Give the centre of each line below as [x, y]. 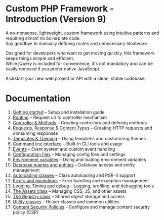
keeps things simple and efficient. [40, 58]
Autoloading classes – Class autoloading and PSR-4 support [74, 175]
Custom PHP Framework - [60, 9]
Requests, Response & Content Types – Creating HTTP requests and [82, 128]
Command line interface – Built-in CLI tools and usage [67, 144]
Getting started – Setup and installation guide [59, 112]
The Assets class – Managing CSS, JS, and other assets [69, 191]
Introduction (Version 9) [56, 19]
